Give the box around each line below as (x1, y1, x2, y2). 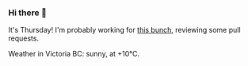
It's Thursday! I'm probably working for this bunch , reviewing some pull (8, 25, 241, 35)
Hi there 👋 (8, 7, 48, 18)
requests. (8, 33, 40, 43)
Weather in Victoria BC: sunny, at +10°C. (8, 49, 140, 59)
